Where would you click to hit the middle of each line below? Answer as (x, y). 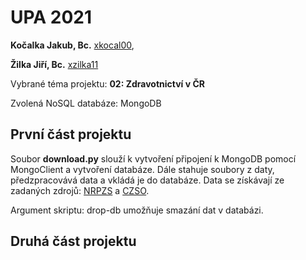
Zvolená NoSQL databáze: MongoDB (86, 103)
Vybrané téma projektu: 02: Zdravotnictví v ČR (107, 83)
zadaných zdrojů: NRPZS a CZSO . (80, 190)
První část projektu (71, 134)
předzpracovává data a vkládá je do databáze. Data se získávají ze (147, 180)
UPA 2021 (51, 17)
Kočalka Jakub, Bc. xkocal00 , (72, 45)
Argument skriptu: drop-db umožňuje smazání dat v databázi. (137, 210)
